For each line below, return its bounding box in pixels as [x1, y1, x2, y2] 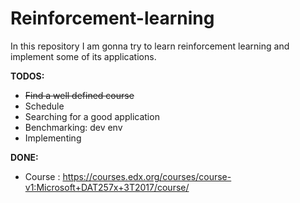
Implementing [24, 132, 82, 144]
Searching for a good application [24, 110, 160, 122]
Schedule [24, 100, 65, 112]
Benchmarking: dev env [24, 121, 123, 133]
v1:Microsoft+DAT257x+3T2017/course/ [24, 181, 190, 193]
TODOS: [10, 70, 45, 82]
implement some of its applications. [10, 50, 157, 62]
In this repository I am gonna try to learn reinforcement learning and [10, 40, 290, 52]
